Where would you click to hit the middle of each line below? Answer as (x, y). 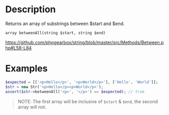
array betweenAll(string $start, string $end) (55, 33)
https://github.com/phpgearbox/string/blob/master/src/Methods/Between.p (84, 42)
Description (31, 9)
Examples (26, 69)
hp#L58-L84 (19, 48)
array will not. (32, 107)
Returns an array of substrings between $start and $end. (65, 24)
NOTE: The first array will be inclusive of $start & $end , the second (88, 101)
